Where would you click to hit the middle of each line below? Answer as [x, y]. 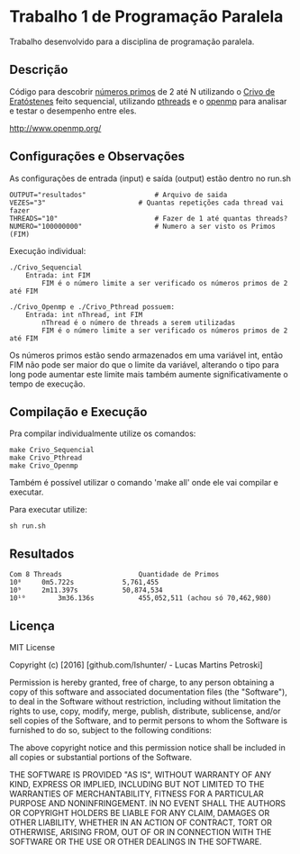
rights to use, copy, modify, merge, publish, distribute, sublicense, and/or [145, 711]
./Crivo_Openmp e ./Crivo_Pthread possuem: [92, 307]
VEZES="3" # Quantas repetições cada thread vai [146, 203]
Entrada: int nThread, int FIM [84, 314]
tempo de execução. [47, 384]
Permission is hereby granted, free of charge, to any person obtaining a [142, 682]
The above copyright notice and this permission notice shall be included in [147, 748]
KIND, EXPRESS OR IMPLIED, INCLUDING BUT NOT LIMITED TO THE [137, 784]
